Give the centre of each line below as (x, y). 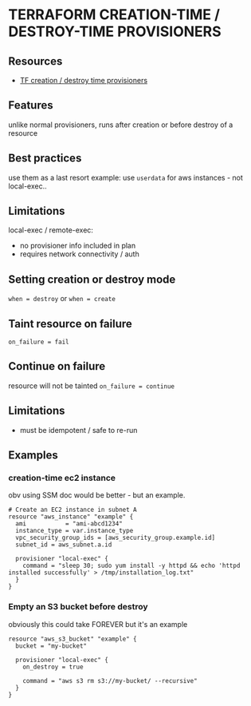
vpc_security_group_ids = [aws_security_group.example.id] (116, 538)
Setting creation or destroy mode (92, 279)
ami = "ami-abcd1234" (69, 524)
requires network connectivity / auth (79, 254)
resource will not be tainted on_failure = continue (92, 386)
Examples (33, 456)
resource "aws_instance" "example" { (71, 517)
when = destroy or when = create (62, 299)
